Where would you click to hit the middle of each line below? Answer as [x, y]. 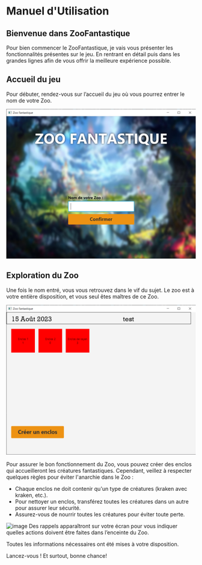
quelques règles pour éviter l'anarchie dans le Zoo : [70, 477]
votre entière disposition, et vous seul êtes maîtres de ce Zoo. [83, 296]
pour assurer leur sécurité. [48, 508]
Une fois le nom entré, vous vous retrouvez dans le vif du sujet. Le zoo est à [100, 290]
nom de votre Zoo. [29, 100]
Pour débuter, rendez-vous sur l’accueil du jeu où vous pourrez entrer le [96, 94]
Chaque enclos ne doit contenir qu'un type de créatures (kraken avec [101, 489]
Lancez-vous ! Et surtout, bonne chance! [57, 556]
